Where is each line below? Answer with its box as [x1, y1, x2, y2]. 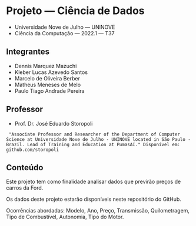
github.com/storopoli [6, 147, 59, 153]
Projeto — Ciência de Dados [6, 4, 145, 18]
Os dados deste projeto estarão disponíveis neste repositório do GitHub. [6, 195, 181, 203]
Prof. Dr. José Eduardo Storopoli [14, 120, 93, 127]
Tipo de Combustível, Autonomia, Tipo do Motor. [6, 213, 124, 221]
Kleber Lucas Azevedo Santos [14, 69, 88, 76]
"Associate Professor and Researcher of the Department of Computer [8, 131, 181, 137]
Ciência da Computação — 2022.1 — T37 [14, 29, 115, 36]
